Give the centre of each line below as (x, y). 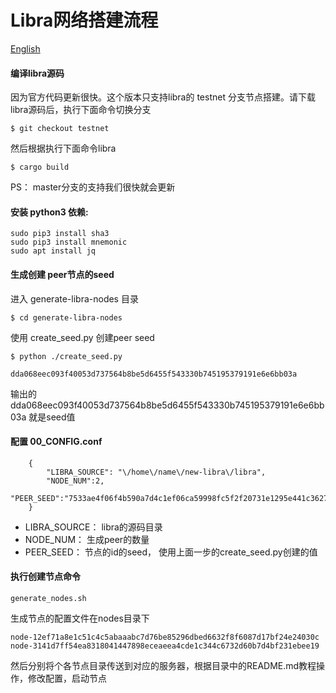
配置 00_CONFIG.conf (56, 442)
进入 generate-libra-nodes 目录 (74, 298)
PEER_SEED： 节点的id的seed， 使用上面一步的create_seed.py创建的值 (171, 552)
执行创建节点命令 (45, 577)
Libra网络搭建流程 (84, 20)
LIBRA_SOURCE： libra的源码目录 (93, 527)
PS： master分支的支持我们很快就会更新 (93, 187)
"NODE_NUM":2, (75, 481)
